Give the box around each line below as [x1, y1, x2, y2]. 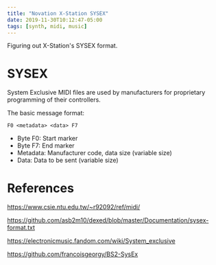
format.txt [7, 224, 36, 232]
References [7, 180, 74, 196]
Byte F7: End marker [16, 141, 75, 150]
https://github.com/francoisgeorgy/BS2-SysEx [7, 250, 139, 258]
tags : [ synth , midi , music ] [7, 23, 88, 30]
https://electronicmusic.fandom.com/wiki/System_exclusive [7, 237, 176, 245]
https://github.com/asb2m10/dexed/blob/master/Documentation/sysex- [7, 216, 209, 224]
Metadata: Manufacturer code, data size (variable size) [16, 149, 173, 157]
